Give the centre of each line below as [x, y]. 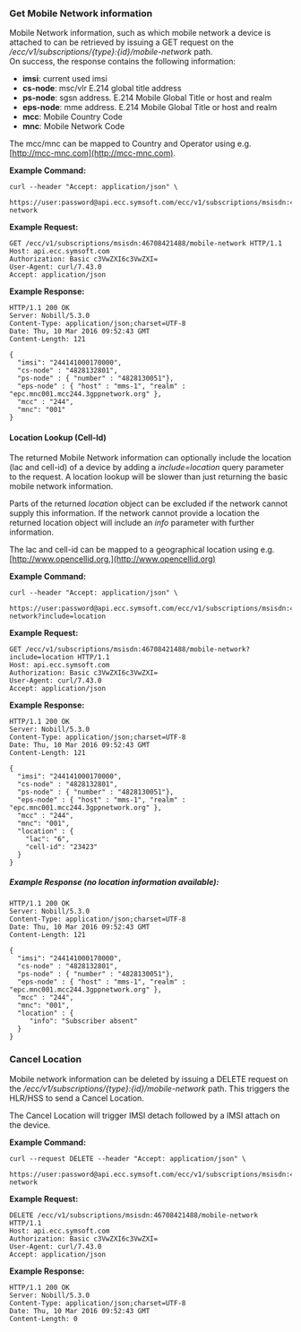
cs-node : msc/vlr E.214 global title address [102, 89]
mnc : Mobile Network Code [73, 126]
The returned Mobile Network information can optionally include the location [150, 457]
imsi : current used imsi [64, 79]
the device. [30, 1125]
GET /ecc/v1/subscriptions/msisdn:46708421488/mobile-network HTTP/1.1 [146, 244]
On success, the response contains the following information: [122, 62]
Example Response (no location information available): [114, 882]
